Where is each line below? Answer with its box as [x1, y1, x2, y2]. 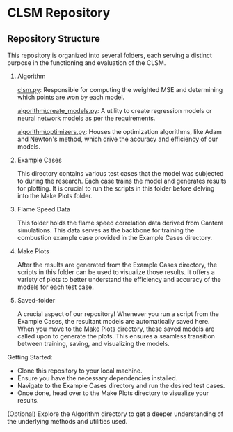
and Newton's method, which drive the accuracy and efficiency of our [17, 135, 218, 143]
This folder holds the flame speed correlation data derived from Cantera [17, 218, 224, 227]
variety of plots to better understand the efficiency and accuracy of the [17, 276, 221, 283]
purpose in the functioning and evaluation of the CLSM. [7, 59, 166, 67]
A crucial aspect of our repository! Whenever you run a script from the [17, 310, 219, 318]
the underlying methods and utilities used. [7, 417, 128, 425]
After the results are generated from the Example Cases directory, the [17, 260, 218, 269]
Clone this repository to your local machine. [17, 366, 143, 375]
